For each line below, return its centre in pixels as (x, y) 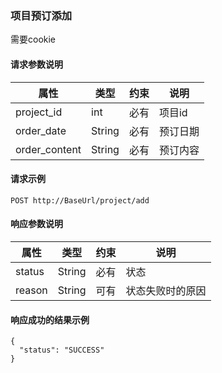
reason (31, 290)
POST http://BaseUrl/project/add (80, 200)
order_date (41, 130)
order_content (48, 149)
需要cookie (33, 39)
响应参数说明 (36, 224)
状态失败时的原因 (166, 290)
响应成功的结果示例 (50, 319)
